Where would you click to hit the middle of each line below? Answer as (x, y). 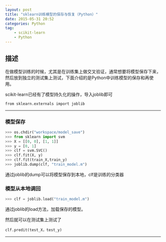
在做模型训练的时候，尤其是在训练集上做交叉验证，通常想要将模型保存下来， (83, 71)
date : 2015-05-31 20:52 (30, 19)
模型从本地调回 (23, 189)
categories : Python (25, 24)
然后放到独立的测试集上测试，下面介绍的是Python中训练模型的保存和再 (77, 78)
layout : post (19, 10)
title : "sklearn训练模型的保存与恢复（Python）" (52, 14)
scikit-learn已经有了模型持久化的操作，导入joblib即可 (59, 94)
